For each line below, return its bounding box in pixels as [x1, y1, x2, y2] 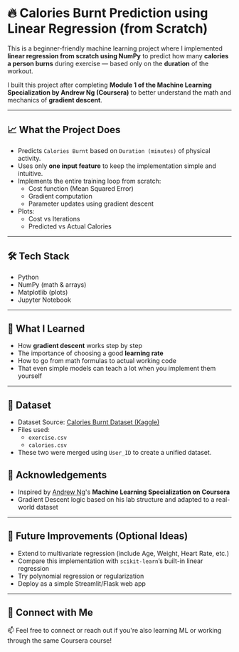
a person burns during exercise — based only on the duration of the [7, 59, 209, 68]
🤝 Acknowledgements [7, 468, 107, 481]
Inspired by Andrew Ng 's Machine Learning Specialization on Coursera [17, 488, 230, 496]
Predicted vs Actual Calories [28, 222, 112, 231]
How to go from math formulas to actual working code [17, 357, 176, 365]
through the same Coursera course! [7, 636, 112, 645]
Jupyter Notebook [17, 295, 71, 304]
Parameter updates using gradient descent [28, 199, 154, 208]
